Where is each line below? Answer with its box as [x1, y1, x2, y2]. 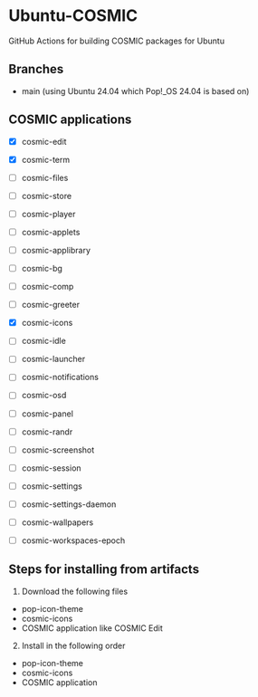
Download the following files [21, 586, 129, 597]
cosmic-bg [21, 263, 62, 273]
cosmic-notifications [21, 372, 99, 383]
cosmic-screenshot [21, 444, 95, 455]
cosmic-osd [21, 390, 67, 401]
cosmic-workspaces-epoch [21, 535, 126, 546]
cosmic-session [21, 463, 82, 473]
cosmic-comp [21, 282, 74, 292]
